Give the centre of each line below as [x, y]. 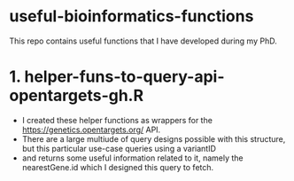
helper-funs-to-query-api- [124, 77]
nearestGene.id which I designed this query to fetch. [118, 167]
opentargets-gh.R [77, 96]
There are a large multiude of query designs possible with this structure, [154, 138]
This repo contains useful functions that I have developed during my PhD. [143, 41]
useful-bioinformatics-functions [132, 16]
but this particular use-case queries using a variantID [119, 148]
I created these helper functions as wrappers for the [117, 120]
